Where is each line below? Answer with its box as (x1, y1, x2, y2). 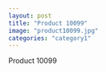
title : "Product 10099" (8, 19, 88, 27)
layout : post (8, 11, 52, 20)
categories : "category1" (8, 34, 92, 42)
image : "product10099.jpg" (8, 26, 99, 34)
